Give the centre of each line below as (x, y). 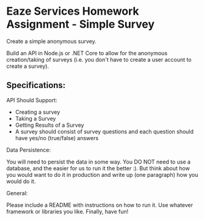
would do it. (21, 181)
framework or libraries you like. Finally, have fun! (67, 211)
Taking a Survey (35, 118)
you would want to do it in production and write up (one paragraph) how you (102, 174)
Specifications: (36, 85)
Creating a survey (38, 112)
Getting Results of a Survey (49, 125)
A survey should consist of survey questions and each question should (104, 131)
